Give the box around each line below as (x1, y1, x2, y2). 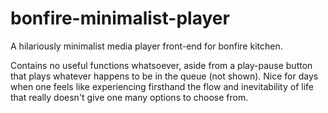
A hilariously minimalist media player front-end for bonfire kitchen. (10, 40, 283, 52)
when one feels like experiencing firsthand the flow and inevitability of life (10, 80, 314, 92)
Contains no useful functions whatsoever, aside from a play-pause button (10, 59, 313, 71)
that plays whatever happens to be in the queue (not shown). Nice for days (10, 70, 319, 82)
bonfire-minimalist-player (10, 7, 230, 30)
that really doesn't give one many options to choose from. (10, 91, 249, 103)
